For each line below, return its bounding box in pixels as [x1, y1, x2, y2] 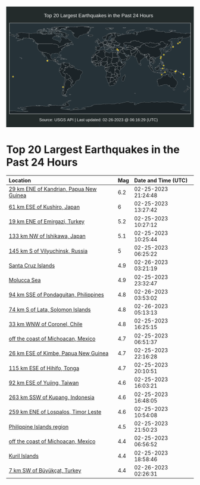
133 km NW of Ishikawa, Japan [8, 232, 86, 240]
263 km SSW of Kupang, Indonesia [8, 394, 95, 401]
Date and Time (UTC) [133, 177, 188, 184]
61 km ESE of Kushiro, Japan [8, 203, 80, 210]
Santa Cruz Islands [8, 262, 55, 269]
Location [8, 177, 32, 184]
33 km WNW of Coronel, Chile [8, 320, 83, 327]
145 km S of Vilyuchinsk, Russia [8, 247, 88, 254]
